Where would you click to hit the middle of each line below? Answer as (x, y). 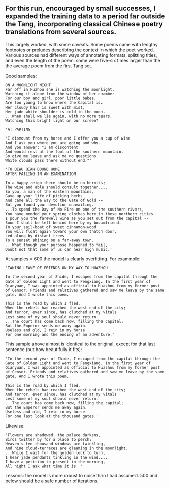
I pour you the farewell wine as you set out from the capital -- (77, 218)
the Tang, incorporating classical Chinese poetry (84, 24)
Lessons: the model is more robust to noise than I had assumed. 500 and (81, 475)
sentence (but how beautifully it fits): (44, 349)
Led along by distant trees (35, 236)
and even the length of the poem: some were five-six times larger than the (83, 60)
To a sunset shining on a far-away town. (50, 240)
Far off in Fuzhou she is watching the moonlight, (60, 89)
